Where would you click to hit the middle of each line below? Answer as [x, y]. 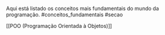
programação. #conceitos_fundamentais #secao [64, 15]
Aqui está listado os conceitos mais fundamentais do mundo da [82, 8]
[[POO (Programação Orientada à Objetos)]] [59, 26]
